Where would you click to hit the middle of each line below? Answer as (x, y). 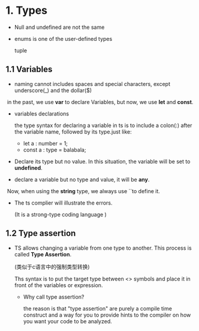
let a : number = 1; (46, 143)
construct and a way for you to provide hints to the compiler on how (107, 315)
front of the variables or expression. (58, 285)
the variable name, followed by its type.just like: (73, 131)
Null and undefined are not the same (59, 27)
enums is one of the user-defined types (63, 39)
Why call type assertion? (54, 297)
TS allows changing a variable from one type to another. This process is (103, 248)
